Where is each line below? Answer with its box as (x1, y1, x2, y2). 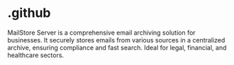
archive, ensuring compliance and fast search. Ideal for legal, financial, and (7, 43, 227, 52)
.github (7, 5, 51, 21)
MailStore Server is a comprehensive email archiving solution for (7, 28, 196, 37)
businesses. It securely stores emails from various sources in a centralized (7, 35, 225, 44)
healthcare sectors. (7, 51, 65, 59)
